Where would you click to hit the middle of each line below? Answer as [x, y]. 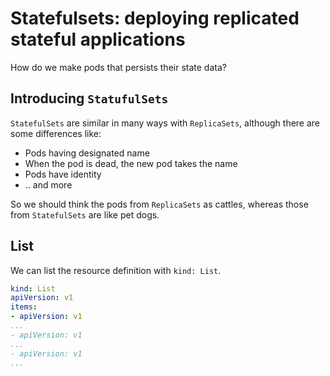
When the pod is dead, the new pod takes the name [131, 163]
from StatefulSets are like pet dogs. [85, 214]
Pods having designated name [87, 153]
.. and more [48, 184]
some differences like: [56, 133]
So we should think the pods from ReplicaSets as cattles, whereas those [159, 204]
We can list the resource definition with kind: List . [116, 270]
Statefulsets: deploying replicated [155, 18]
